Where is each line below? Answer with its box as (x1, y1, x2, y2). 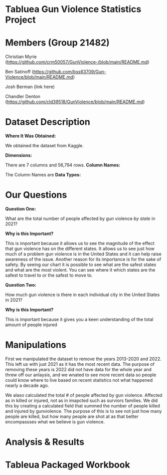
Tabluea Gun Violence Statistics (5, 4, 141, 15)
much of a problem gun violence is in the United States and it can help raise (5, 251, 162, 257)
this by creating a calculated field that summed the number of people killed (5, 402, 160, 409)
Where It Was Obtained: (5, 133, 56, 139)
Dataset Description (5, 116, 90, 128)
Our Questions (5, 189, 67, 201)
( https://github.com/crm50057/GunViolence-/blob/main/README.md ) (5, 59, 149, 65)
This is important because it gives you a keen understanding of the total (5, 317, 154, 322)
